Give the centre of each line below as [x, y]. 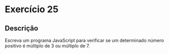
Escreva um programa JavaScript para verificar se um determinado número [84, 40]
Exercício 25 [32, 9]
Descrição [22, 28]
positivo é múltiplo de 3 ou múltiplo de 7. [47, 46]
